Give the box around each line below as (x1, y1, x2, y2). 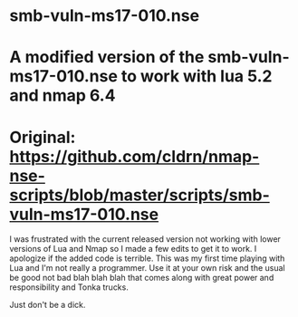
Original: (9, 127, 76, 148)
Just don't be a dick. (9, 300, 86, 311)
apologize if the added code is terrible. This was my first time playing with (9, 253, 285, 264)
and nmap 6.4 (9, 85, 116, 106)
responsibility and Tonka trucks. (9, 282, 129, 293)
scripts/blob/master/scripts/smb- (9, 185, 270, 205)
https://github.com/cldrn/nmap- (9, 146, 260, 167)
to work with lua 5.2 (120, 66, 274, 87)
